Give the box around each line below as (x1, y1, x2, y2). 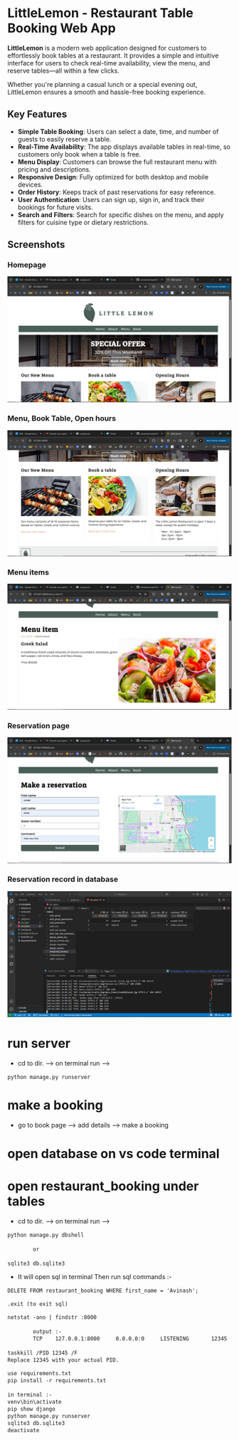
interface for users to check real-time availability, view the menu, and (7, 58, 211, 67)
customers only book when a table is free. (17, 149, 142, 158)
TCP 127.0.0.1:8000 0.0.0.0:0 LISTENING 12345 (33, 1335, 228, 1342)
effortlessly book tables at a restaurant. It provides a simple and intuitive (7, 51, 219, 60)
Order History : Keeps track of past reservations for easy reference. (17, 187, 216, 196)
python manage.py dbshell (7, 1231, 84, 1239)
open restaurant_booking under (7, 1178, 199, 1194)
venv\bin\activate (7, 1398, 62, 1405)
